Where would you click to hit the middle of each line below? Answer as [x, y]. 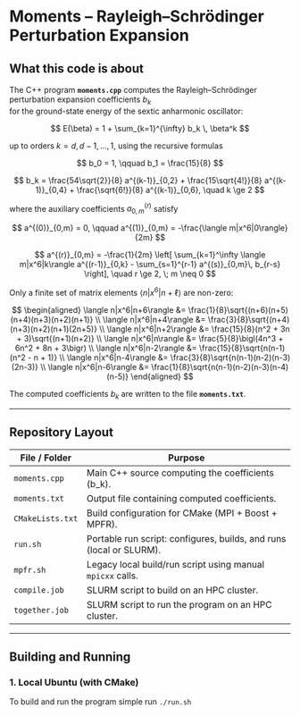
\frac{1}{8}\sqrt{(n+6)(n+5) [238, 309]
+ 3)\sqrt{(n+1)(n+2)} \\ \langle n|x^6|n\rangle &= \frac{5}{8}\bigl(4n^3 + [150, 338]
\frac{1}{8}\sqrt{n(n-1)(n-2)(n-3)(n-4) [220, 366]
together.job [42, 610]
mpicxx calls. [112, 576]
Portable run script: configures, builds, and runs [186, 538]
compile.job [39, 590]
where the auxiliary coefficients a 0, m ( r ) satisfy [94, 209]
